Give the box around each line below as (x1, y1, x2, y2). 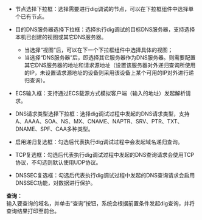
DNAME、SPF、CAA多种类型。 (15, 125, 94, 132)
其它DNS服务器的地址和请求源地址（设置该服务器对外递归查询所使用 (24, 61, 196, 69)
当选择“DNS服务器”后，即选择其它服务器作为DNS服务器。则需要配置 (24, 54, 196, 61)
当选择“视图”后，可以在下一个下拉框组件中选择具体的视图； (24, 46, 173, 53)
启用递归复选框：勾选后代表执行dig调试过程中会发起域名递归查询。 (15, 139, 184, 145)
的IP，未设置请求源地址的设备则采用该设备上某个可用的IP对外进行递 (24, 69, 194, 76)
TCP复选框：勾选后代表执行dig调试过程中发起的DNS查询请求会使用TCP (15, 151, 195, 158)
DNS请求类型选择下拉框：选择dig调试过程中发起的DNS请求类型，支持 (15, 110, 190, 117)
